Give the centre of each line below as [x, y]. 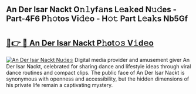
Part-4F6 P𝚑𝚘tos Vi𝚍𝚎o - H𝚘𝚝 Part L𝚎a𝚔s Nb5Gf [97, 19]
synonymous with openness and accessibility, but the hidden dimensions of [98, 79]
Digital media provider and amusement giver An [132, 60]
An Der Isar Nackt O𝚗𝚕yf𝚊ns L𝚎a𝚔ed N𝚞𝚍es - [92, 10]
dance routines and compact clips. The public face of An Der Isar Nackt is [95, 73]
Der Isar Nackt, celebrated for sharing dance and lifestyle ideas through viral [99, 66]
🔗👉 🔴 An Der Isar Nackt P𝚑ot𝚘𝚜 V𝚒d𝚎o [80, 43]
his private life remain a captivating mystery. [60, 85]
